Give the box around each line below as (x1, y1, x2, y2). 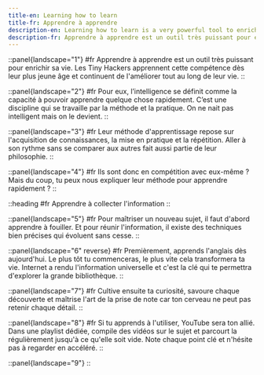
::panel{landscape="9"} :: (8, 359, 91, 368)
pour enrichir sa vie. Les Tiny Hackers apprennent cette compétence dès (8, 64, 245, 73)
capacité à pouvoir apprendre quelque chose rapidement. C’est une (8, 95, 227, 104)
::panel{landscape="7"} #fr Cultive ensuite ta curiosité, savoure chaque (8, 286, 240, 296)
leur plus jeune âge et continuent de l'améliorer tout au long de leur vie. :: (8, 71, 245, 81)
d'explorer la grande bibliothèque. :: (8, 271, 124, 281)
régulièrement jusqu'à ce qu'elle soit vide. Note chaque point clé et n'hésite (8, 335, 253, 344)
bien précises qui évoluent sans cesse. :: (8, 231, 140, 240)
